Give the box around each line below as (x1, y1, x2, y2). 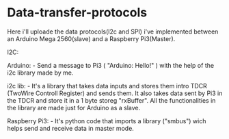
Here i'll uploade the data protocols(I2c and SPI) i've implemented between (7, 27, 219, 36)
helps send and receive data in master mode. (7, 124, 135, 132)
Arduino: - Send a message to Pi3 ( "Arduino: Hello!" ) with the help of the (7, 61, 214, 69)
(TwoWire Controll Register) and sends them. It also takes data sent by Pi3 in (7, 89, 223, 97)
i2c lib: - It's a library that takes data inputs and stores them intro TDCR (7, 81, 207, 90)
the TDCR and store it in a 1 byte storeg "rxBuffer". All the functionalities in (7, 96, 216, 104)
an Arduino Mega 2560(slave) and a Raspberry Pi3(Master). (7, 34, 176, 42)
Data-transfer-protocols (7, 5, 148, 21)
